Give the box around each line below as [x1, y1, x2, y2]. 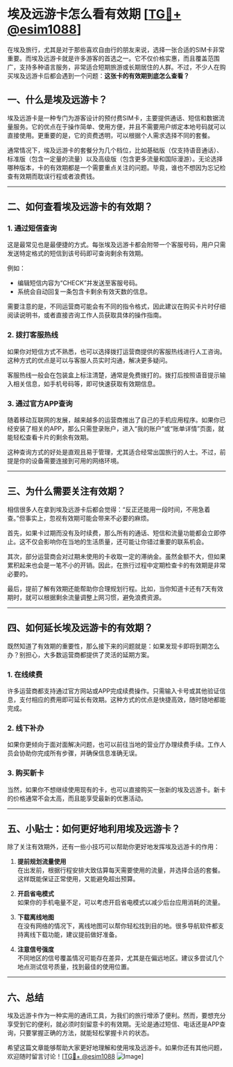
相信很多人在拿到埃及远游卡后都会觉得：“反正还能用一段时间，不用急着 [7, 505, 211, 514]
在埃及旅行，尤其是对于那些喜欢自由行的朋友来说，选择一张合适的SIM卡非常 [7, 45, 225, 54]
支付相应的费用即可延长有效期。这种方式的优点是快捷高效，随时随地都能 [19, 695, 226, 704]
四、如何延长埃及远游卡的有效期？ [7, 622, 153, 634]
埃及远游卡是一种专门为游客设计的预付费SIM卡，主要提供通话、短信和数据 [7, 113, 219, 122]
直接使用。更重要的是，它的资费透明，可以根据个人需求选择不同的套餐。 [7, 131, 214, 139]
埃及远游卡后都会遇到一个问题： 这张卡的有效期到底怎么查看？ [12, 71, 189, 80]
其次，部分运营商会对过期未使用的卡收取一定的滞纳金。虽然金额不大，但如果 [7, 552, 226, 560]
